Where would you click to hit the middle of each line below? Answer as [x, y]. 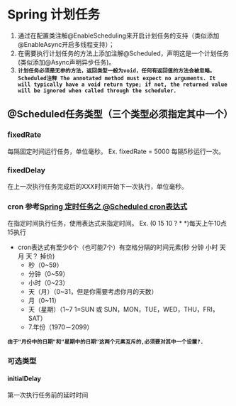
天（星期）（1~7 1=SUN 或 [65, 309]
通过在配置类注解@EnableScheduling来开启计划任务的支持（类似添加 [118, 35]
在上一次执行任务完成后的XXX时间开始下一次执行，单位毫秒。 [97, 186]
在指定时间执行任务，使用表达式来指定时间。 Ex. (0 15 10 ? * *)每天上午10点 [117, 224]
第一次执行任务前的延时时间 [48, 395]
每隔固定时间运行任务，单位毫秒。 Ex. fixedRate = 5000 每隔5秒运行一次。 [116, 151]
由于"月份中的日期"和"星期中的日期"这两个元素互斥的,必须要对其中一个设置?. [106, 342]
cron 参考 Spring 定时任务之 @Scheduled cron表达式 [97, 207]
